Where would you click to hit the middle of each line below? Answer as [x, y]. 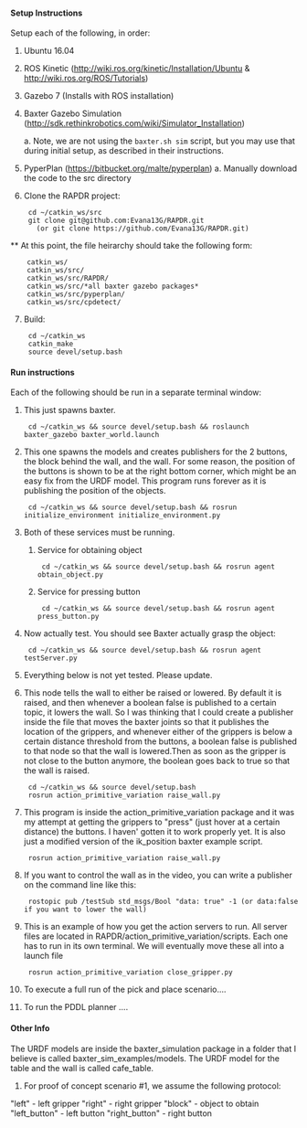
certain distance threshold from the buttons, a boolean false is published [160, 741]
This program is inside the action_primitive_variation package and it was [159, 813]
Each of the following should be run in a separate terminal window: [136, 392]
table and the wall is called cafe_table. [82, 1068]
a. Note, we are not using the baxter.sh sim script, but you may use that [159, 141]
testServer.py [50, 658]
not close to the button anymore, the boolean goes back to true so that [157, 761]
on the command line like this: [79, 885]
